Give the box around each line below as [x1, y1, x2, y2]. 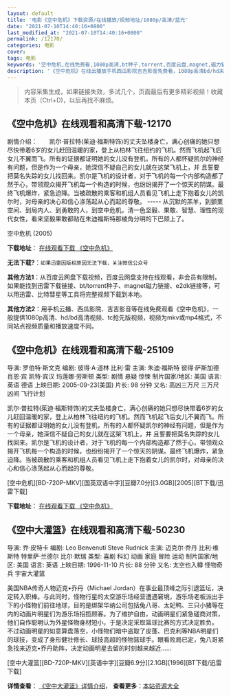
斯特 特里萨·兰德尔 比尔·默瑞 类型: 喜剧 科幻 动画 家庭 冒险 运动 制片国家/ [7, 552, 212, 560]
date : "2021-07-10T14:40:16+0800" [7, 23, 107, 30]
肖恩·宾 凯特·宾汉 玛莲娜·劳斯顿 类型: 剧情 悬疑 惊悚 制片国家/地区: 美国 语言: [7, 372, 222, 381]
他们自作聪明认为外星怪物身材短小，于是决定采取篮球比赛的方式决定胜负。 [7, 618, 218, 626]
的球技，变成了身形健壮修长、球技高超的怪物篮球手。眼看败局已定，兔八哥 [7, 635, 218, 643]
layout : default [7, 10, 54, 17]
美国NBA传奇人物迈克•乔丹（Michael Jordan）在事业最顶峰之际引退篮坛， [7, 583, 218, 592]
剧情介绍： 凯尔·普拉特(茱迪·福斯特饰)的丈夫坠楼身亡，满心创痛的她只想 [7, 137, 220, 146]
